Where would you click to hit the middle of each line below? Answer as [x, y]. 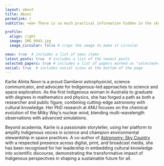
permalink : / [18, 18]
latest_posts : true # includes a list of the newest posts [68, 59]
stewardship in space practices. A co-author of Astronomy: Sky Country [78, 138]
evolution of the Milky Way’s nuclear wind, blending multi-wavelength [75, 113]
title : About [18, 14]
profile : [14, 32]
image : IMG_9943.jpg [30, 41]
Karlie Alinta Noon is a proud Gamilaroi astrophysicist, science [68, 82]
